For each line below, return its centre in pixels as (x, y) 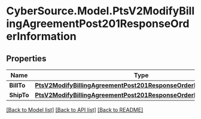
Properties (26, 58)
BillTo (17, 85)
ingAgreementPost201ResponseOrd (98, 24)
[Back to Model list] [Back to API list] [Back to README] (75, 110)
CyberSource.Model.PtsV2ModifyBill (100, 11)
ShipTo (19, 95)
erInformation (41, 36)
